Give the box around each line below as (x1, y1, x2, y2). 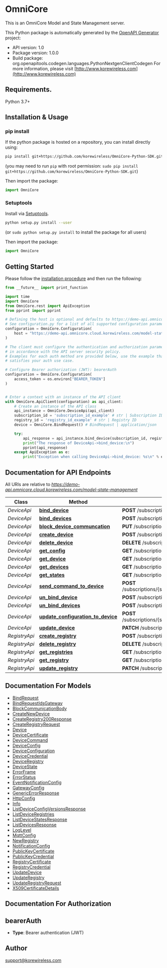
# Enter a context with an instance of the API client (5, 394, 121, 399)
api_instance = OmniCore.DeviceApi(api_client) (14, 408, 114, 413)
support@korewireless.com (5, 957, 62, 963)
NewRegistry (12, 837, 39, 844)
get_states (39, 571, 65, 578)
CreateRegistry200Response (12, 716, 72, 722)
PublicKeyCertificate (12, 848, 55, 854)
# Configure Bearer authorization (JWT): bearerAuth (5, 367, 117, 373)
